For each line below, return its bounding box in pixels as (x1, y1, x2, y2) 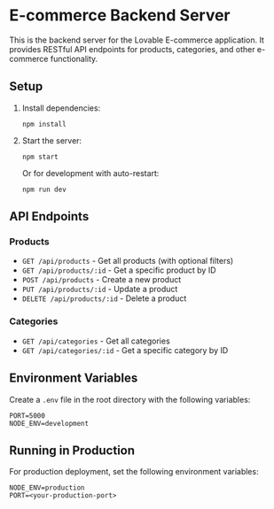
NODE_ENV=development (9, 419, 90, 428)
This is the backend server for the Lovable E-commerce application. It (9, 35, 264, 45)
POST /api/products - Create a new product (21, 274, 182, 285)
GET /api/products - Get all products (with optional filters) (21, 256, 234, 266)
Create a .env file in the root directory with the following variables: (9, 394, 251, 405)
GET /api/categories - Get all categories (21, 335, 170, 346)
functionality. (50, 53, 98, 64)
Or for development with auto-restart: (21, 167, 160, 178)
